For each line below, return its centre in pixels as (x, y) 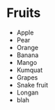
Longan (28, 92)
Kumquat (30, 70)
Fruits (24, 13)
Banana (28, 55)
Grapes (27, 77)
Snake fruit (32, 85)
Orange (28, 47)
